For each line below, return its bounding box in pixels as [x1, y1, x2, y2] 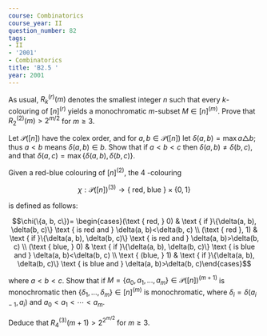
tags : [8, 34, 26, 42]
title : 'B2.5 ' [8, 64, 59, 72]
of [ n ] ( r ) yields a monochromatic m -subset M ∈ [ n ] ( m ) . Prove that [41, 105, 256, 116]
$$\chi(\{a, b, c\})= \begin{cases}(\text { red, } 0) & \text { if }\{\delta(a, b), [11, 216, 257, 226]
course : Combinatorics [8, 11, 84, 20]
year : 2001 [8, 71, 45, 79]
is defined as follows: [8, 201, 78, 210]
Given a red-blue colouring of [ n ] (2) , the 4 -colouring [8, 166, 182, 177]
